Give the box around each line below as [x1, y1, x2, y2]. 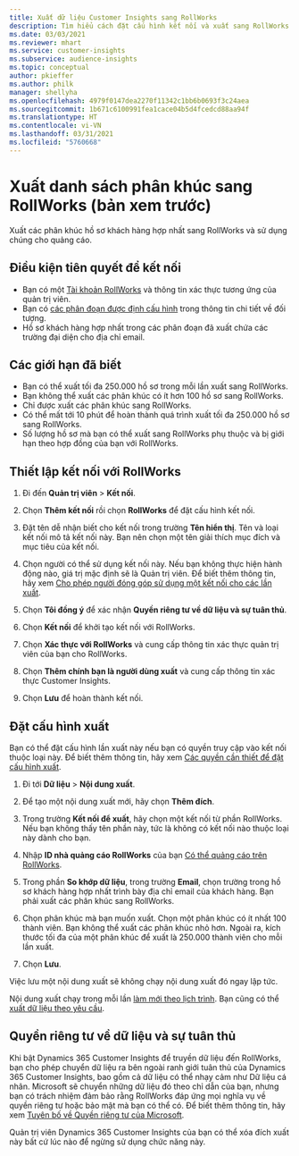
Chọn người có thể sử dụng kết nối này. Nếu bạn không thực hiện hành [21, 559, 283, 570]
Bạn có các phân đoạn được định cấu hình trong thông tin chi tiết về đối [21, 303, 287, 314]
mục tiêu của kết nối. [21, 542, 100, 553]
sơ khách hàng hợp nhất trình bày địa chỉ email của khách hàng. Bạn [21, 886, 274, 897]
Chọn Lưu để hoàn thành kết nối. [21, 693, 144, 704]
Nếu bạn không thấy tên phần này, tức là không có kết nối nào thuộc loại [21, 823, 289, 833]
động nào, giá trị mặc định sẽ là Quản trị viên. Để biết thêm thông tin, [21, 569, 277, 579]
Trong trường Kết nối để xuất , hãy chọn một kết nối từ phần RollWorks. [21, 813, 283, 823]
